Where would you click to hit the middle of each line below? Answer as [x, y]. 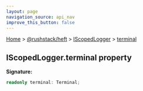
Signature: [19, 72]
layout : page [22, 11]
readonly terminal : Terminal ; [43, 83]
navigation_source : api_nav [41, 17]
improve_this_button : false [41, 22]
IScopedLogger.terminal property [69, 57]
